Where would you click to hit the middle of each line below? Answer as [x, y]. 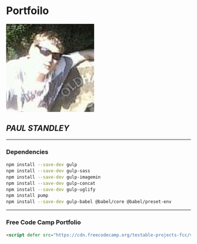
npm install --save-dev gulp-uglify [51, 189]
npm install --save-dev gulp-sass [48, 171]
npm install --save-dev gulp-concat [51, 183]
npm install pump [27, 196]
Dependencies [27, 152]
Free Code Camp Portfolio [43, 222]
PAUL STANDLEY [38, 128]
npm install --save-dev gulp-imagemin [53, 177]
